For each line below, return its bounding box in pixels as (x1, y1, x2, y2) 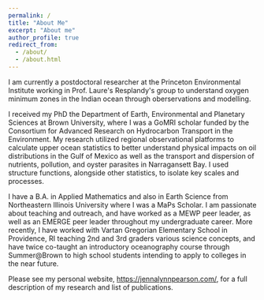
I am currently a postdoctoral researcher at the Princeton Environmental (8, 77, 241, 87)
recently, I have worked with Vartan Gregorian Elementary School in (8, 225, 229, 234)
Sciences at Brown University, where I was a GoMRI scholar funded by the (8, 118, 250, 127)
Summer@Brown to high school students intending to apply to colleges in (8, 250, 247, 260)
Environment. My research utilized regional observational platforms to (8, 134, 235, 144)
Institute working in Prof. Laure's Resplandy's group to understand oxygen (8, 85, 250, 95)
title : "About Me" (8, 19, 69, 27)
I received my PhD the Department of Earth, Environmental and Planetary (8, 109, 246, 118)
